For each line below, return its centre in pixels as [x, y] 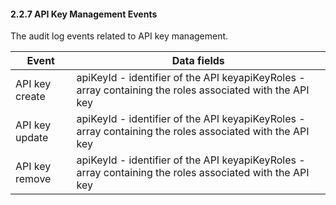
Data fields [198, 61]
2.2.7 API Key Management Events [84, 14]
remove [33, 179]
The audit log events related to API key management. [119, 36]
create [30, 97]
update [32, 138]
